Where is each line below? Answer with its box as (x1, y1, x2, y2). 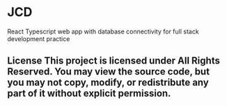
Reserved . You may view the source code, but (7, 66, 210, 77)
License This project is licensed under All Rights (7, 55, 221, 67)
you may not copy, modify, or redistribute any (7, 77, 209, 89)
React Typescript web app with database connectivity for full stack (7, 27, 200, 36)
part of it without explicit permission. (7, 88, 171, 100)
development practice (7, 34, 70, 43)
